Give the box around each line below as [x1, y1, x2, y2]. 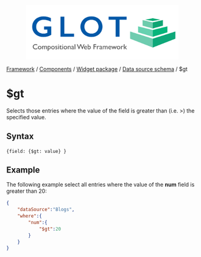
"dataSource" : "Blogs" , [17, 207, 75, 213]
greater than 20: [6, 187, 47, 195]
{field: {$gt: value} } [6, 148, 67, 154]
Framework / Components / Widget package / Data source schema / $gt [6, 65, 188, 72]
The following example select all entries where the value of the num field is [6, 181, 195, 188]
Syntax [6, 131, 34, 142]
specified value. [6, 113, 47, 121]
